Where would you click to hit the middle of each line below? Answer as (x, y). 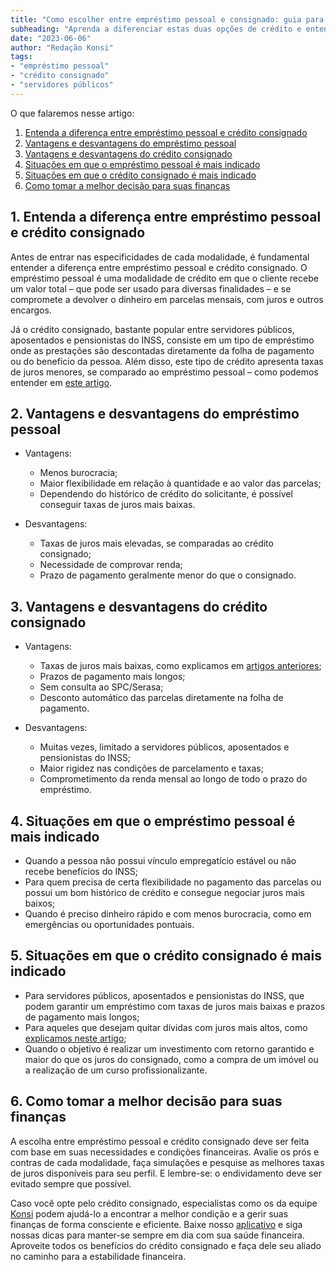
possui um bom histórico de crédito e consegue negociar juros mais (164, 892)
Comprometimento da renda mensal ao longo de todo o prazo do (173, 779)
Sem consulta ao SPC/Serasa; (101, 687)
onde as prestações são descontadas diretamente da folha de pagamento (162, 350)
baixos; (40, 903)
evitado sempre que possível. (71, 1183)
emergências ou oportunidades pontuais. (109, 924)
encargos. (31, 310)
